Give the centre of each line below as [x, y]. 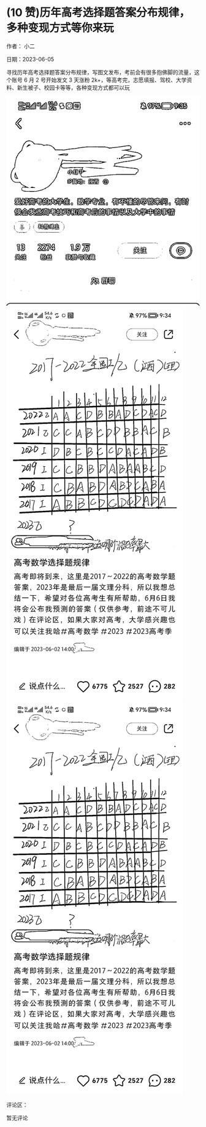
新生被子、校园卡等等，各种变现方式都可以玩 [73, 87]
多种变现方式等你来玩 [60, 28]
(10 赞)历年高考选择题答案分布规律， [98, 13]
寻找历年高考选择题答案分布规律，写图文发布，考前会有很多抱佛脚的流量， [100, 72]
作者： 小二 [21, 46]
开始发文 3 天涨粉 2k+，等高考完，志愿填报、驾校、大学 [116, 80]
